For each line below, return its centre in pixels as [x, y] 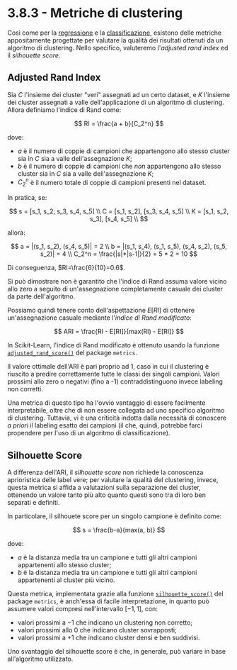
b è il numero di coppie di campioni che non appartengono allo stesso [119, 166]
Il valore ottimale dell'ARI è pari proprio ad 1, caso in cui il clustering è [108, 367]
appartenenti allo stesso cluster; [64, 565]
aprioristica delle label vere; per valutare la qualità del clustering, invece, [113, 480]
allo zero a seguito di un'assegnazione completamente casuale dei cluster [115, 289]
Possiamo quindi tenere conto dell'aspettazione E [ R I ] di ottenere [101, 311]
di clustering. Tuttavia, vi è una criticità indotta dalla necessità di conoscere [117, 418]
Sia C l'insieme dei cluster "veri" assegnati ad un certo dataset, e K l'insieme [119, 94]
